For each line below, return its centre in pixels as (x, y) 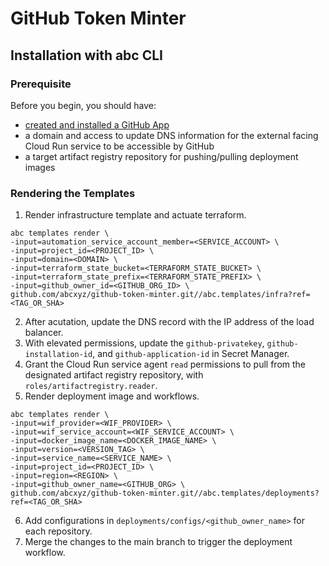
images (40, 167)
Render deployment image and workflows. (112, 396)
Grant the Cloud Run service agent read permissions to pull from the (165, 364)
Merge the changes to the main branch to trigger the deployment (158, 542)
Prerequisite (41, 84)
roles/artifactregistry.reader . (91, 386)
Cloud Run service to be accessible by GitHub (119, 146)
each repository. (58, 531)
